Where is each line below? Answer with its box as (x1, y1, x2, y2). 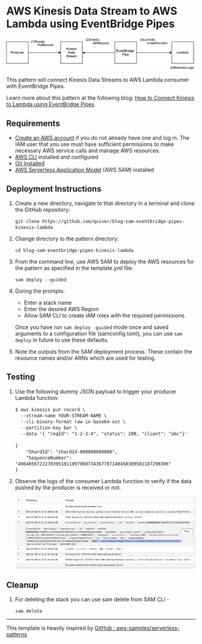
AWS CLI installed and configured (14, 154, 99, 161)
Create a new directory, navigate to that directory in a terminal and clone (14, 200, 195, 207)
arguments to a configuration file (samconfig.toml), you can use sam (14, 330, 183, 337)
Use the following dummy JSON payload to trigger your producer (14, 387, 177, 395)
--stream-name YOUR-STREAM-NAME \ (20, 413, 107, 419)
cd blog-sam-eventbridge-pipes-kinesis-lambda (14, 248, 134, 254)
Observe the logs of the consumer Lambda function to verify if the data (14, 477, 192, 484)
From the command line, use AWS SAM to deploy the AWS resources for (14, 258, 194, 266)
